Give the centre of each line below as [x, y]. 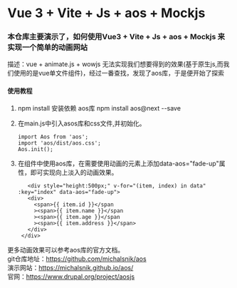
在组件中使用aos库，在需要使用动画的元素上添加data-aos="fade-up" [118, 163]
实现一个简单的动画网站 [47, 48]
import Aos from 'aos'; [53, 137]
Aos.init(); [35, 149]
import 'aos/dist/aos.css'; [59, 143]
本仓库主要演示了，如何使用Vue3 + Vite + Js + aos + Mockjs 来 [116, 37]
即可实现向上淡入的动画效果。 [74, 172]
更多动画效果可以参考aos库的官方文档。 [66, 250]
